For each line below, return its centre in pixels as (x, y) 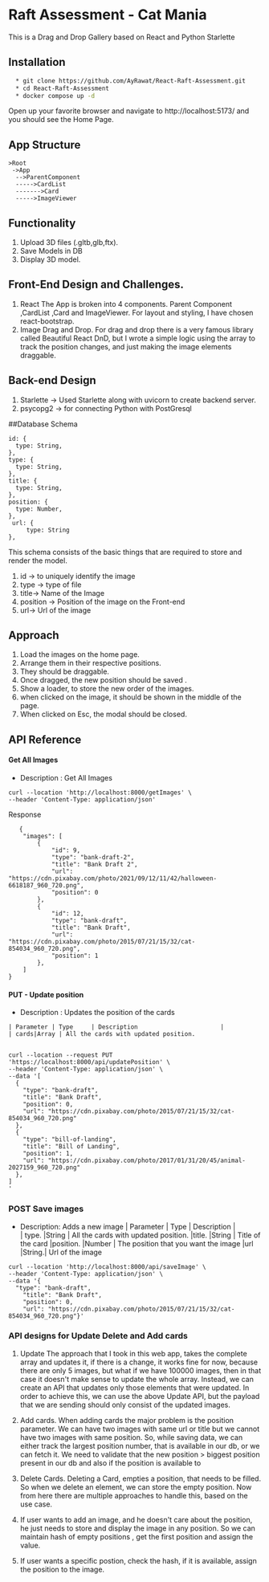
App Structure (45, 145)
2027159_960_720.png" (45, 1168)
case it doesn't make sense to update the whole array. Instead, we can (137, 1379)
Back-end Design (52, 380)
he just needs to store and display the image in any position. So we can (137, 1528)
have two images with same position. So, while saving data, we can (131, 1437)
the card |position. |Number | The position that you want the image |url (137, 1243)
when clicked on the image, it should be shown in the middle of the (131, 697)
